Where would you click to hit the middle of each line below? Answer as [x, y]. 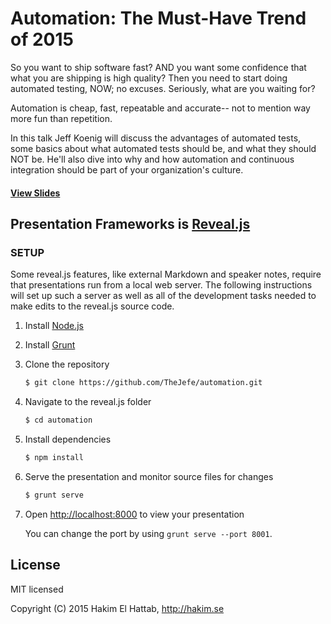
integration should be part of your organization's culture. [127, 169]
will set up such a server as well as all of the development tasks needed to [163, 296]
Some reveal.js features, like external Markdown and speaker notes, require [166, 274]
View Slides [35, 193]
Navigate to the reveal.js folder [88, 402]
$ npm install [54, 457]
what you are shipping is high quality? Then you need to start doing [149, 78]
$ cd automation [58, 420]
